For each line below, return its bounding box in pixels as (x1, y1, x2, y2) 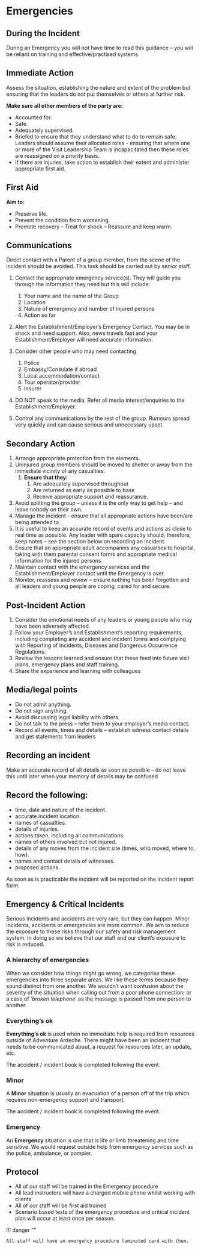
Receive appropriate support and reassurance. (32, 493, 148, 501)
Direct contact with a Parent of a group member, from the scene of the (6, 256, 181, 263)
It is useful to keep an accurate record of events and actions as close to (14, 525, 192, 533)
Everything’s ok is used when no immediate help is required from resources (6, 1030, 195, 1037)
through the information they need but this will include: (14, 281, 151, 288)
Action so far (23, 311, 56, 319)
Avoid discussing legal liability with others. (14, 713, 120, 720)
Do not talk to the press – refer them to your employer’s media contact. (14, 720, 190, 727)
